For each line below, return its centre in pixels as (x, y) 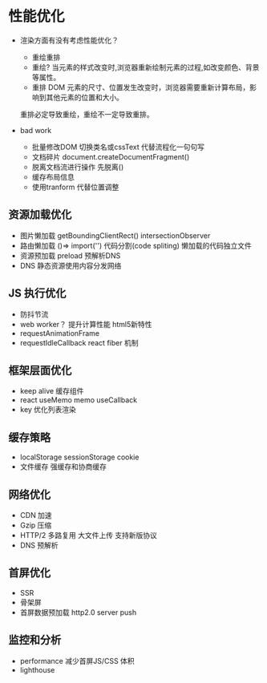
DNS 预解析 (39, 545)
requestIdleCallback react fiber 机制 (79, 342)
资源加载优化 (40, 214)
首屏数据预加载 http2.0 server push (78, 612)
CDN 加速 (36, 515)
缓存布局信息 (53, 176)
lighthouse (37, 669)
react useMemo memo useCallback (79, 400)
